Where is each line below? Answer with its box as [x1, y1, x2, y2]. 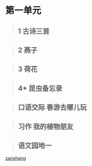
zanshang [5, 155, 27, 161]
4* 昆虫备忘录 [17, 84, 63, 93]
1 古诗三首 [17, 27, 50, 35]
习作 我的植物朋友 [17, 122, 74, 131]
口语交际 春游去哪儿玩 [17, 103, 87, 112]
